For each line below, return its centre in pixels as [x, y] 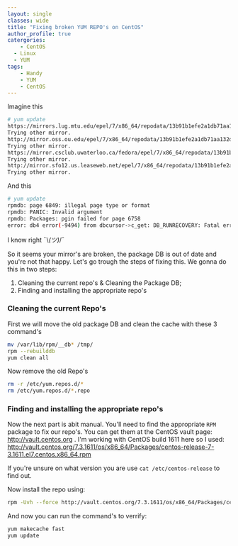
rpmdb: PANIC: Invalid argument [55, 212]
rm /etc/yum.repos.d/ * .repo [49, 391]
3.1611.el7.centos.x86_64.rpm [50, 455]
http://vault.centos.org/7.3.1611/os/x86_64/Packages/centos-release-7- [111, 447]
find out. [19, 476]
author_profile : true [39, 34]
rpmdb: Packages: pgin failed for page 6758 [74, 218]
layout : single [30, 14]
